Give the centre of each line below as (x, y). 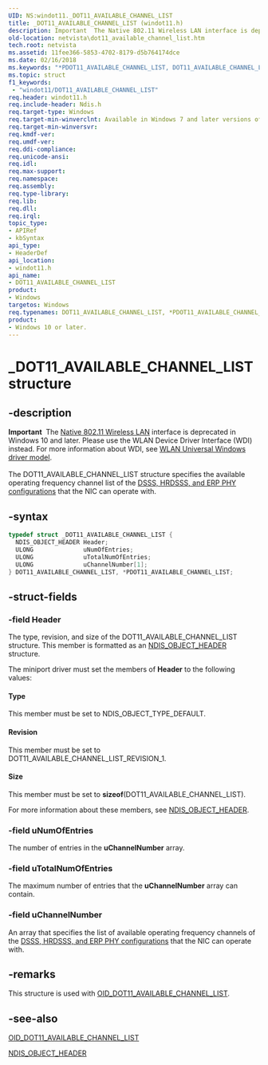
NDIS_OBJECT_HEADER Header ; (62, 542)
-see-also (33, 1018)
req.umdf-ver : (32, 142)
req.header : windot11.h (48, 97)
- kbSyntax (26, 239)
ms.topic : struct (37, 75)
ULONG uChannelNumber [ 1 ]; (82, 564)
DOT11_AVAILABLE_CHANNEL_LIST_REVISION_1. (87, 758)
